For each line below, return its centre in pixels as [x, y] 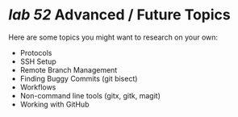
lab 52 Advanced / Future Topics [120, 15]
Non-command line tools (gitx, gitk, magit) [90, 95]
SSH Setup [38, 61]
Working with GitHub [54, 104]
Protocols [36, 52]
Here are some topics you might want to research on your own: [113, 37]
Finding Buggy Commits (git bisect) [79, 78]
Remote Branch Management [69, 69]
